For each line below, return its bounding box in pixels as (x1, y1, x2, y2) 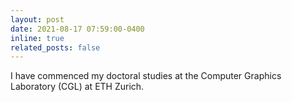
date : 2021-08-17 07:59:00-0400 (10, 24, 145, 34)
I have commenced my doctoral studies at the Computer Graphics (10, 70, 282, 82)
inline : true (10, 33, 65, 43)
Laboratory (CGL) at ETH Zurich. (10, 81, 145, 93)
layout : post (10, 14, 65, 25)
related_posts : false (10, 42, 101, 53)
